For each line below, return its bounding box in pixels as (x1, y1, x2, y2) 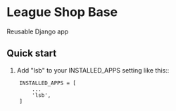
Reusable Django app (6, 27, 69, 36)
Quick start (6, 47, 57, 59)
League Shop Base (6, 4, 118, 20)
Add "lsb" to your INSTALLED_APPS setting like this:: (16, 66, 170, 74)
